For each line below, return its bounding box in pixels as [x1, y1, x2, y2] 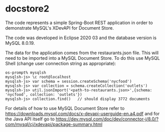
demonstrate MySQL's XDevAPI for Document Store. [5, 25, 114, 31]
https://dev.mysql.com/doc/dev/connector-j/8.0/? [56, 116, 159, 122]
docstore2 [5, 3, 49, 15]
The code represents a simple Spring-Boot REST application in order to [5, 20, 153, 26]
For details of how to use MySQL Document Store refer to [5, 105, 125, 111]
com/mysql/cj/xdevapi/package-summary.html [5, 121, 102, 127]
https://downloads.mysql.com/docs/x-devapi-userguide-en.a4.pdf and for [5, 110, 160, 116]
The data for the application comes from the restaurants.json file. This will [5, 50, 159, 56]
